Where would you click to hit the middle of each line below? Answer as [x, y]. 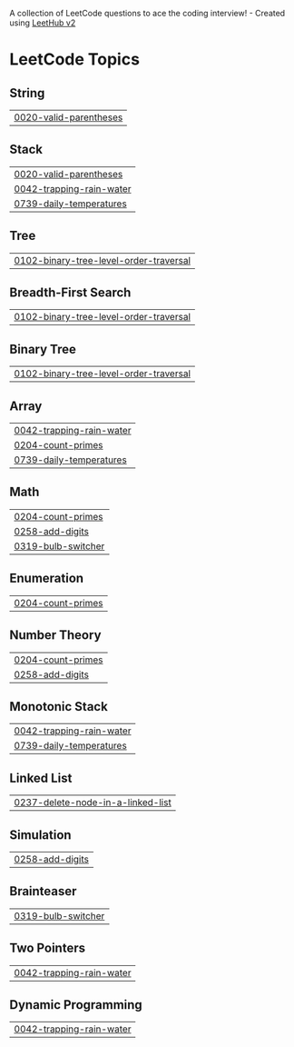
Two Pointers [48, 948]
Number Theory [55, 635]
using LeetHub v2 [43, 23]
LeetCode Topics [75, 60]
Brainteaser [43, 891]
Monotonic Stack [59, 707]
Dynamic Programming [76, 1005]
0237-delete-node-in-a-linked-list [93, 803]
